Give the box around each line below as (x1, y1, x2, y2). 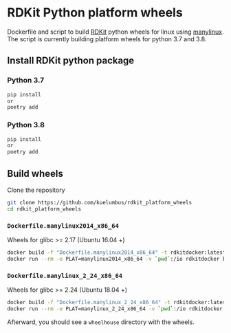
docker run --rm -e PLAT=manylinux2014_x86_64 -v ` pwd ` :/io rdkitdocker (7, 255, 220, 262)
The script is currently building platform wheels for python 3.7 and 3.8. (7, 34, 207, 43)
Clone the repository (7, 186, 65, 194)
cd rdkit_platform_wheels (7, 205, 81, 213)
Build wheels (7, 167, 63, 180)
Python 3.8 (7, 120, 45, 130)
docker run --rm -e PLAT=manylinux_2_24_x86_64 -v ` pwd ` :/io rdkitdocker (7, 305, 223, 312)
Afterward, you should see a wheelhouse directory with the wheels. (7, 318, 195, 326)
